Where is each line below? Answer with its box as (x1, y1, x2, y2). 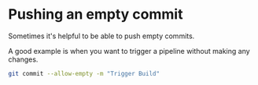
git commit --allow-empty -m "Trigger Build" (8, 69, 160, 77)
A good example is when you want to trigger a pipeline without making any (8, 46, 250, 55)
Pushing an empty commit (8, 5, 183, 23)
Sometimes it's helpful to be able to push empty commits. (8, 31, 195, 41)
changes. (8, 55, 39, 64)
